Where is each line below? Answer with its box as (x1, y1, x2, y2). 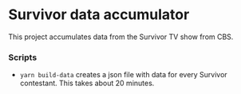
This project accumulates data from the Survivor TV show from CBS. (8, 32, 234, 41)
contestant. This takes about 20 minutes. (19, 78, 155, 88)
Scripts (8, 52, 38, 63)
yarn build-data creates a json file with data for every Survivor (19, 70, 227, 80)
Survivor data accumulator (8, 6, 190, 24)
